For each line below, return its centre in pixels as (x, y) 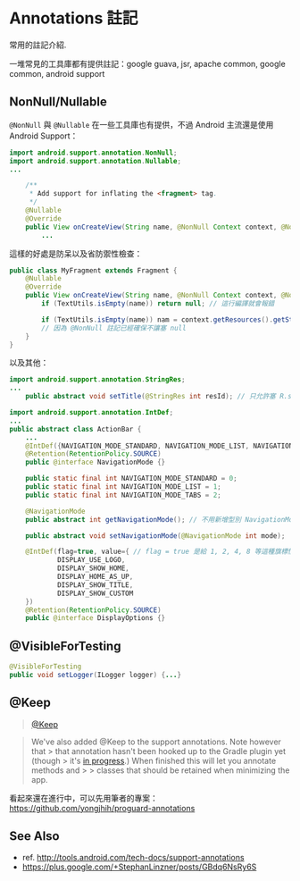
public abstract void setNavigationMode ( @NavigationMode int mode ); (155, 536)
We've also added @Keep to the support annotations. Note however (156, 742)
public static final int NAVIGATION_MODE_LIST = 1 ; (123, 487)
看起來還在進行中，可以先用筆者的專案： (83, 798)
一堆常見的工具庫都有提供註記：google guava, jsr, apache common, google (147, 63)
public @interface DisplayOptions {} (96, 618)
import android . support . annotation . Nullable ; (95, 161)
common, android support (57, 73)
